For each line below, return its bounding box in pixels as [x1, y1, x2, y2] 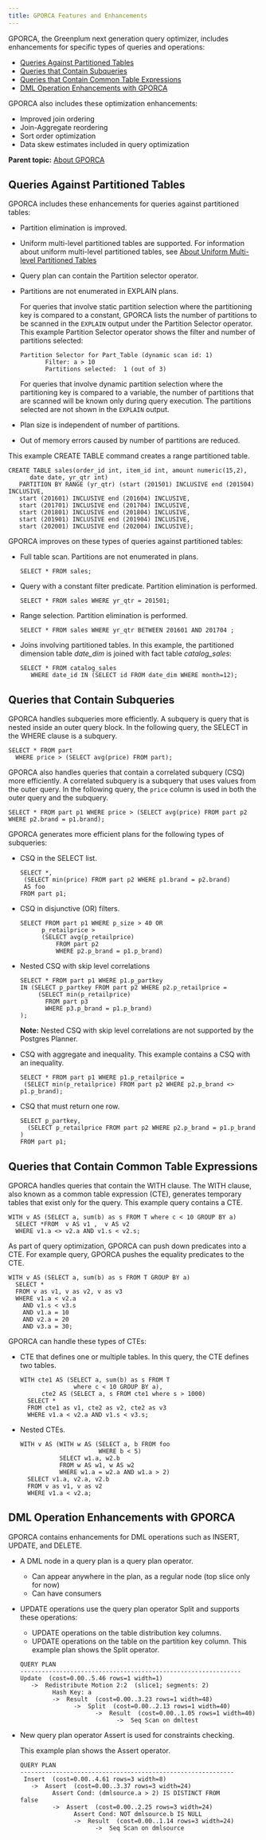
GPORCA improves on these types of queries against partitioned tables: [8, 537, 244, 546]
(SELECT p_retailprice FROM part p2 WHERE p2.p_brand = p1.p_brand [27, 1124, 256, 1132]
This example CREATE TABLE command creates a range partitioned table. [8, 451, 250, 461]
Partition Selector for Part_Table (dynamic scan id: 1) [19, 351, 213, 359]
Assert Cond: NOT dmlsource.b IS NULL [73, 1810, 202, 1818]
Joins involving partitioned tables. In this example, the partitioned [19, 640, 235, 650]
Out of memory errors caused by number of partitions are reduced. [19, 436, 241, 446]
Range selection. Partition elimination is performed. [19, 611, 189, 621]
